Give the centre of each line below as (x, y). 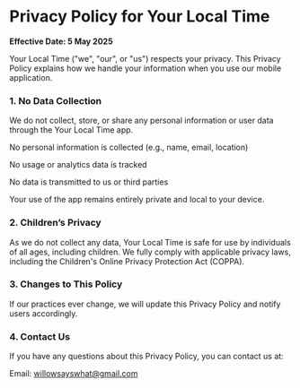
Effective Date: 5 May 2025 (62, 41)
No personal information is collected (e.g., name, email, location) (129, 147)
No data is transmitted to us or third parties (89, 182)
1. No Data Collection (56, 100)
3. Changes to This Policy (66, 284)
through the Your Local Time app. (71, 130)
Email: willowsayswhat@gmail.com (74, 374)
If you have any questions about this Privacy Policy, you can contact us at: (147, 357)
